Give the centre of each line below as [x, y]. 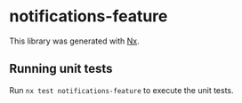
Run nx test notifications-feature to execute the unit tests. [121, 90]
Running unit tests [61, 69]
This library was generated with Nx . [74, 41]
